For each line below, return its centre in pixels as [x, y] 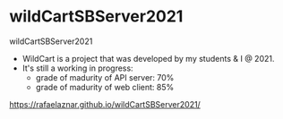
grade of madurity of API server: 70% [105, 77]
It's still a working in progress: [77, 68]
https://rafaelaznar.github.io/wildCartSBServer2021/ [105, 104]
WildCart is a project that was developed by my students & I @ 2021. [148, 58]
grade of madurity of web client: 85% [105, 87]
